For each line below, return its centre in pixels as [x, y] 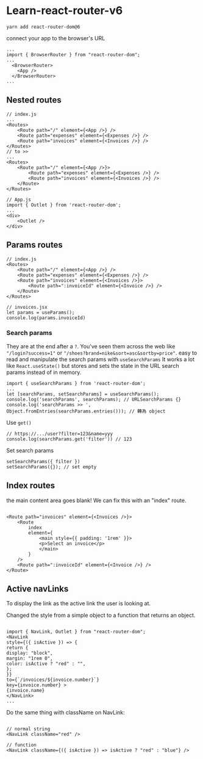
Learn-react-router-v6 [65, 11]
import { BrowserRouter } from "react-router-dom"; [73, 55]
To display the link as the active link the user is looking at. [79, 603]
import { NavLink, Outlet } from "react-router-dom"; [76, 632]
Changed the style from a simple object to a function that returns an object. [101, 615]
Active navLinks [37, 589]
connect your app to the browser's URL [56, 38]
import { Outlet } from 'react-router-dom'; [64, 205]
